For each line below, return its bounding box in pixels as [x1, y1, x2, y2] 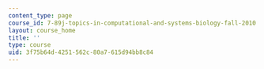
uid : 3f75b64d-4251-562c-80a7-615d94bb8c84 [8, 48, 154, 56]
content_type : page [8, 11, 73, 20]
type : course [8, 41, 51, 49]
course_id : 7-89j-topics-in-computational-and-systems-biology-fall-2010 [8, 19, 257, 27]
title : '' [8, 33, 41, 42]
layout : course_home [8, 26, 77, 34]
